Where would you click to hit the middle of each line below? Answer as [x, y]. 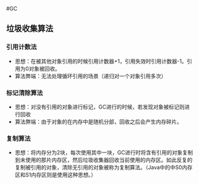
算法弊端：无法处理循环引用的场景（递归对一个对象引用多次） [91, 76]
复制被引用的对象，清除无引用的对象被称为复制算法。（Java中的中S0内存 [103, 167]
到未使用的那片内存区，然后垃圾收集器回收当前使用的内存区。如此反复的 [103, 160]
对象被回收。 [45, 68]
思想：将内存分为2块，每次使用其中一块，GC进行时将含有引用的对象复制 [104, 153]
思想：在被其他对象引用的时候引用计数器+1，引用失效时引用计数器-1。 [101, 61]
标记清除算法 [25, 93]
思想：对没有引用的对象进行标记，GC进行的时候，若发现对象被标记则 [99, 107]
